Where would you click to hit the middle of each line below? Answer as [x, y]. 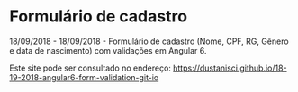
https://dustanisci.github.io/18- [230, 68]
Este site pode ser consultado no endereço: [90, 68]
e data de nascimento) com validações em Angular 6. [108, 50]
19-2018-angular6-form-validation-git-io [84, 77]
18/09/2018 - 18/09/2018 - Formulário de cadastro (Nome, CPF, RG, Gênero [149, 41]
